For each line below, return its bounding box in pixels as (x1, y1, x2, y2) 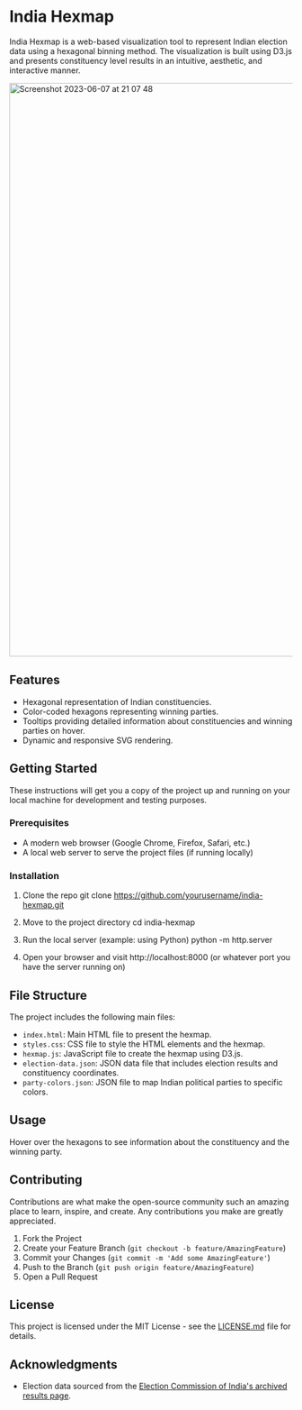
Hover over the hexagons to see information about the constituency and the (9, 1136, 290, 1147)
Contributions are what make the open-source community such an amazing (9, 1196, 289, 1207)
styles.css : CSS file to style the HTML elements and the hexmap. (22, 1039, 266, 1049)
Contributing (9, 1172, 83, 1187)
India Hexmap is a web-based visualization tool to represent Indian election (9, 36, 288, 47)
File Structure (9, 987, 87, 1003)
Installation (9, 869, 60, 882)
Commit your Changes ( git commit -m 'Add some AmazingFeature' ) (22, 1251, 271, 1263)
